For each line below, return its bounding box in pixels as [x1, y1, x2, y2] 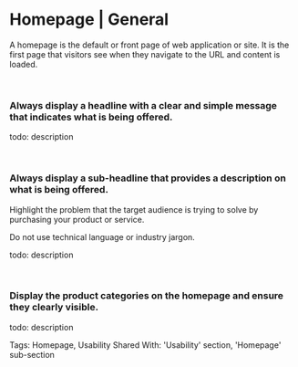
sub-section [9, 349, 55, 360]
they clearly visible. [9, 301, 98, 314]
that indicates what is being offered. [9, 110, 173, 123]
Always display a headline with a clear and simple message [9, 99, 278, 111]
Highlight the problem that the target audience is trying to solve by [9, 204, 259, 215]
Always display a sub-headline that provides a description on [9, 172, 287, 184]
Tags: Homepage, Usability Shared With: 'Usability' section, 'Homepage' [9, 339, 282, 351]
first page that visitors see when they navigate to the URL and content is [9, 48, 281, 59]
